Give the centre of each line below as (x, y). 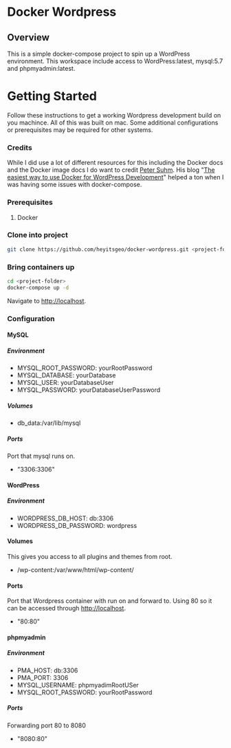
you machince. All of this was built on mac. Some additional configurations (113, 122)
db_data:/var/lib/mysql (49, 423)
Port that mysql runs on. (41, 456)
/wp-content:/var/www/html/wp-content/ (75, 570)
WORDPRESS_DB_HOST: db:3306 (65, 518)
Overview (29, 37)
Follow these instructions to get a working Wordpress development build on (114, 115)
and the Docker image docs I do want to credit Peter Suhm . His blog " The (111, 170)
